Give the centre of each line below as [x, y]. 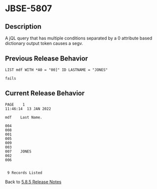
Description [23, 27]
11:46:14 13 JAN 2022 [28, 109]
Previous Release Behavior [47, 59]
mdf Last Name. [24, 117]
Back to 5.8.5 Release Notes [33, 182]
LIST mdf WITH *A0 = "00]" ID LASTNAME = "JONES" [57, 70]
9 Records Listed [25, 173]
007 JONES [18, 151]
